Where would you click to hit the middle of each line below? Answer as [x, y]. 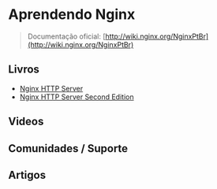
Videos [26, 122]
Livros [24, 70]
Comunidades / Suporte [68, 148]
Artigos [27, 175]
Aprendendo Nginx [72, 15]
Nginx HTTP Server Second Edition [77, 97]
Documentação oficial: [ [66, 36]
